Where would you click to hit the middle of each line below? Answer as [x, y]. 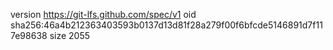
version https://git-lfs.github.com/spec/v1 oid [103, 14]
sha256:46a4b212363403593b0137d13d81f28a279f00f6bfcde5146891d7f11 [166, 25]
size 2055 [70, 35]
